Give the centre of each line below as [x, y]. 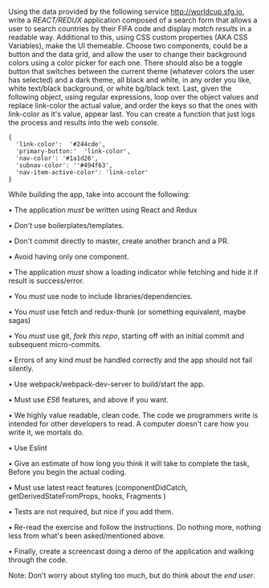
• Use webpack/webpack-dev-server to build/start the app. [107, 384]
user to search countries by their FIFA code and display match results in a [130, 29]
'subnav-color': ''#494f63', [64, 165]
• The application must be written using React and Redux [103, 210]
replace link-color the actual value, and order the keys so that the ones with [133, 105]
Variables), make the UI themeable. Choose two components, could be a [128, 46]
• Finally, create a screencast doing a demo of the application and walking [131, 551]
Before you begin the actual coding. [67, 472]
